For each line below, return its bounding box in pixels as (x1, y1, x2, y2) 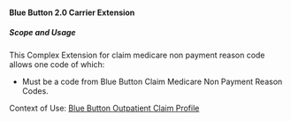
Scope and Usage (9, 27, 77, 38)
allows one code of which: (9, 58, 105, 70)
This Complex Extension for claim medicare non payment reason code (9, 50, 265, 60)
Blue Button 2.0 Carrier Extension (9, 7, 135, 18)
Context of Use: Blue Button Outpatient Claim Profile (9, 103, 200, 113)
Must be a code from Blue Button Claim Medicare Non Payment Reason (21, 76, 283, 87)
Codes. (21, 85, 49, 96)
